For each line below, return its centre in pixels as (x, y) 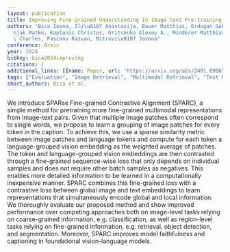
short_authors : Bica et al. (47, 84)
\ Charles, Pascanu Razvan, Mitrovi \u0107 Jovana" (87, 39)
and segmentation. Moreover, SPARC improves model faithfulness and (106, 234)
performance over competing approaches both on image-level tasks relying (114, 212)
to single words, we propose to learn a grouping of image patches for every (114, 125)
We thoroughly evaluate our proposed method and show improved (101, 205)
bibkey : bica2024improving (46, 58)
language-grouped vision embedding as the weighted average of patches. (112, 147)
